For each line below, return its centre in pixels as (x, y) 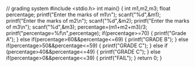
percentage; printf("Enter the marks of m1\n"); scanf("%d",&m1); (83, 15)
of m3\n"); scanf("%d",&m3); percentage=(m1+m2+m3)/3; (77, 27)
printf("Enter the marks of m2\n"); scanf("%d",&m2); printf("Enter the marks (98, 21)
